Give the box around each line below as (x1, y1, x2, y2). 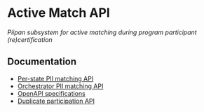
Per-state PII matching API (17, 74, 94, 83)
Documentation (7, 56, 77, 68)
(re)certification (7, 35, 53, 43)
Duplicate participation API (17, 97, 95, 105)
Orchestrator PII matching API (17, 82, 104, 90)
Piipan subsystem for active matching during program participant (7, 28, 198, 36)
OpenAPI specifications (17, 89, 86, 97)
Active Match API (7, 5, 110, 21)
